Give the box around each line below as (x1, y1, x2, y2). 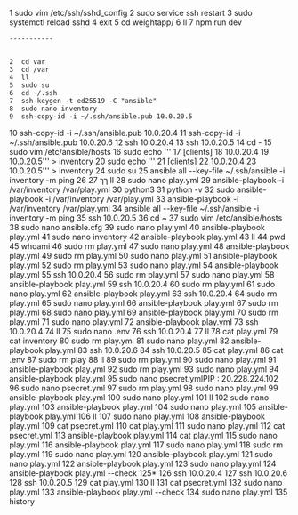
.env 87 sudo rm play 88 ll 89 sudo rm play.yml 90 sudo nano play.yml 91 (9, 355, 277, 365)
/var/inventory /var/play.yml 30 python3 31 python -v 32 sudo (9, 184, 236, 195)
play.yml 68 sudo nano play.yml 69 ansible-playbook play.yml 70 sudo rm (9, 307, 278, 318)
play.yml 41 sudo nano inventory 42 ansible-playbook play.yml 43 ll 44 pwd (9, 231, 286, 242)
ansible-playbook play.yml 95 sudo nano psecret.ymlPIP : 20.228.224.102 (9, 374, 278, 383)
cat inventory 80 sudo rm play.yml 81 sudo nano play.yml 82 (9, 335, 230, 346)
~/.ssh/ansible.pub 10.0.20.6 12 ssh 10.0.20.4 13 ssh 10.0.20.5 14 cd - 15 (9, 137, 272, 148)
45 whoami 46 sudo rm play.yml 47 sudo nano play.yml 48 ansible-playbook (9, 241, 290, 252)
